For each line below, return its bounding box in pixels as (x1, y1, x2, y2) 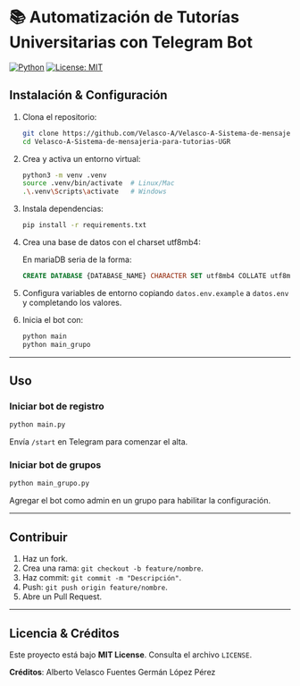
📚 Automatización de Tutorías (9, 7, 240, 28)
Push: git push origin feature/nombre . (21, 582, 168, 593)
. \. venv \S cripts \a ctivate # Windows (21, 187, 167, 197)
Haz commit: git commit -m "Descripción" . (21, 572, 181, 583)
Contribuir (9, 529, 69, 545)
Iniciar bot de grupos (9, 459, 102, 471)
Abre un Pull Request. (21, 591, 103, 602)
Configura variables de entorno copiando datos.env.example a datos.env (21, 287, 289, 298)
